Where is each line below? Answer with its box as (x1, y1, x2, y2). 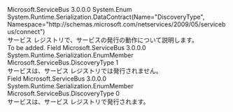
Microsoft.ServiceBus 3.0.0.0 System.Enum (7, 6, 132, 13)
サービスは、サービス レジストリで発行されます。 (7, 97, 150, 106)
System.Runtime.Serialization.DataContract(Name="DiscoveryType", (7, 13, 205, 21)
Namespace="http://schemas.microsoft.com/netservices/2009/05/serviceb (7, 20, 226, 29)
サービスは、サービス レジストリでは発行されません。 (7, 67, 162, 74)
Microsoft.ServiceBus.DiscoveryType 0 (7, 89, 120, 97)
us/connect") (7, 28, 45, 35)
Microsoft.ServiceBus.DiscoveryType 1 (7, 58, 119, 67)
